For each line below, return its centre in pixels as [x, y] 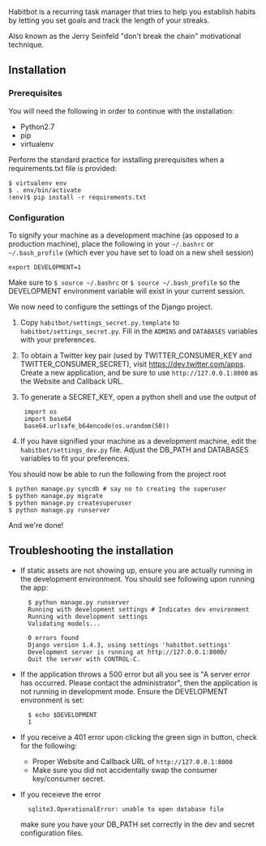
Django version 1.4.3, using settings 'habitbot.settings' [130, 645]
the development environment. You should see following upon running [137, 578]
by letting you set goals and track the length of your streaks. [109, 20]
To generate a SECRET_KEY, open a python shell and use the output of [138, 397]
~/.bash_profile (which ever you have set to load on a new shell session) [131, 252]
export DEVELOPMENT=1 [45, 267]
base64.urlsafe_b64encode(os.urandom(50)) [97, 426]
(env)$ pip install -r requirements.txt [78, 197]
